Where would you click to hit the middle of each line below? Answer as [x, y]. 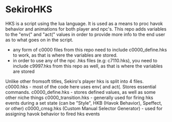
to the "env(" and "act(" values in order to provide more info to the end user [85, 34]
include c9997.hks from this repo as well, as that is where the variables [88, 66]
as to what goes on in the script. [39, 40]
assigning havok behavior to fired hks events [53, 114]
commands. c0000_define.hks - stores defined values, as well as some [81, 92]
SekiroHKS [29, 9]
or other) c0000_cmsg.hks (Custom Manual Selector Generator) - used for [84, 108]
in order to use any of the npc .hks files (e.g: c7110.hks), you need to [85, 60]
